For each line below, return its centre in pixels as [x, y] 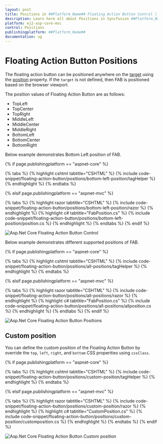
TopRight [21, 114]
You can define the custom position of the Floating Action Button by [73, 347]
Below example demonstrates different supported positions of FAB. [72, 242]
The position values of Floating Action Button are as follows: [65, 94]
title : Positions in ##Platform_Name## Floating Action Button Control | [81, 14]
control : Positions [25, 28]
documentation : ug [24, 37]
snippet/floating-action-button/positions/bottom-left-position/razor [72, 208]
